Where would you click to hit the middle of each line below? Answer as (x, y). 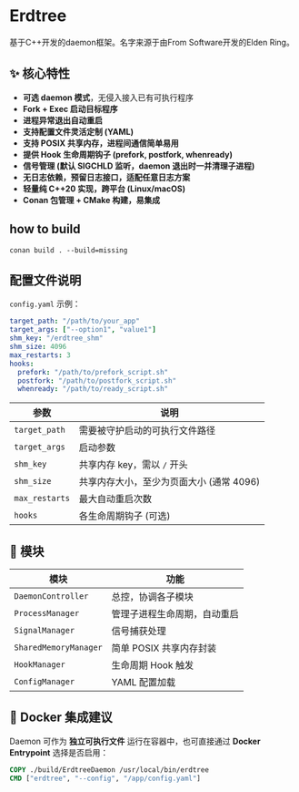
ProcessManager (47, 613)
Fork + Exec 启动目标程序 (70, 108)
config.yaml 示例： (45, 304)
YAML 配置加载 (144, 683)
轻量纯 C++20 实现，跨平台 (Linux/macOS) (104, 189)
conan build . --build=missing (69, 250)
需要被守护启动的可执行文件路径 (147, 431)
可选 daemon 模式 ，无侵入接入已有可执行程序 (108, 98)
